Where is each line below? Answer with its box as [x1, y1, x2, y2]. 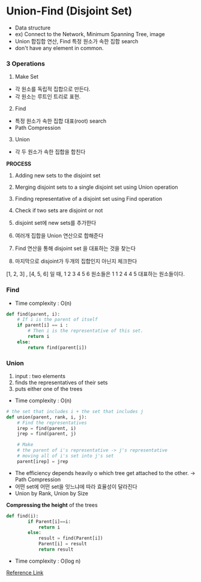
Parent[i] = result [38, 541, 87, 547]
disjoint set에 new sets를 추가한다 [14, 219, 97, 227]
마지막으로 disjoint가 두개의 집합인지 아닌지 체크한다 [14, 257, 137, 265]
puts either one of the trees [14, 385, 83, 392]
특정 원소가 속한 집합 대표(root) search [14, 117, 107, 124]
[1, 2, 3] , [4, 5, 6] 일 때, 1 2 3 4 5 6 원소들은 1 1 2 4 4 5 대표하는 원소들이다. [6, 271, 185, 278]
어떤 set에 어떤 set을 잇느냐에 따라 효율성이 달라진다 [14, 483, 138, 490]
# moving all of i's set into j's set [17, 453, 114, 459]
